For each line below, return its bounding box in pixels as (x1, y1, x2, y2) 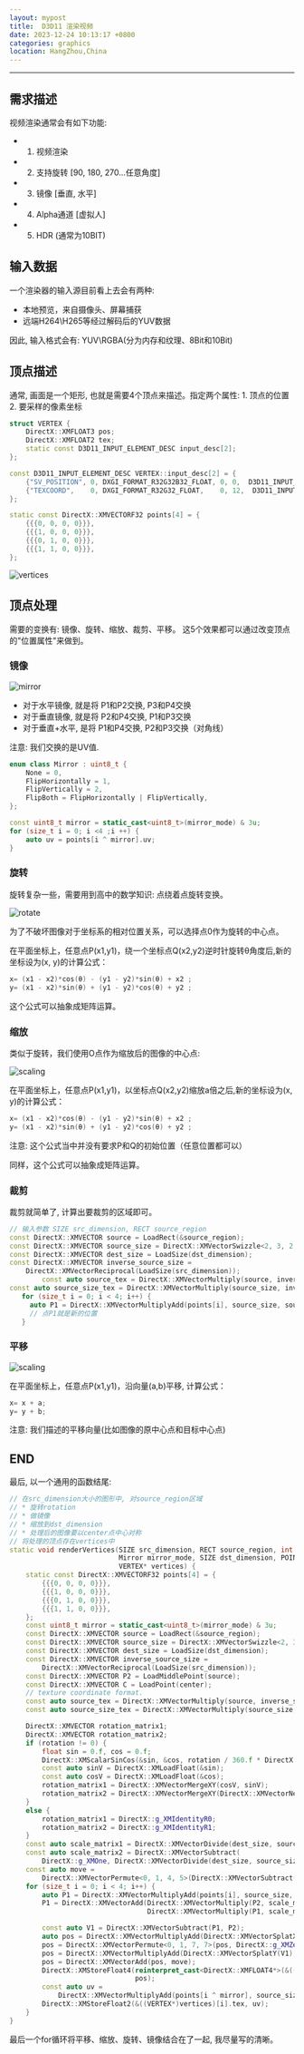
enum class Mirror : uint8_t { (9, 759, 128, 769)
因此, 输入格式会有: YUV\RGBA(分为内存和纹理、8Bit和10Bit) (9, 335, 233, 346)
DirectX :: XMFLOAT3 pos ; (25, 427, 116, 436)
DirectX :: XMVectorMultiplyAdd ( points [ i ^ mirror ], (57, 1991, 253, 2000)
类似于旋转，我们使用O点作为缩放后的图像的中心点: (9, 1047, 201, 1058)
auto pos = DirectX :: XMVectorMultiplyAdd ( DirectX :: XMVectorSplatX (42, 1932, 298, 1942)
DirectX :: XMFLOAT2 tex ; (25, 436, 116, 445)
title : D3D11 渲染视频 (9, 22, 93, 31)
